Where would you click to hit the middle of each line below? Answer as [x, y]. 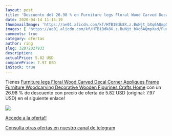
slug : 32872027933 [25, 48]
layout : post [19, 10]
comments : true [21, 34]
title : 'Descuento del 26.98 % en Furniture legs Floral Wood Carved [81, 15]
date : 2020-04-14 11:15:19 [34, 20]
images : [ [16, 29]
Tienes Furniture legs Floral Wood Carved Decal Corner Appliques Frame [82, 82]
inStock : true [20, 67]
